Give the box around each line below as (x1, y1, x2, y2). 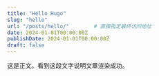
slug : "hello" (7, 16, 48, 23)
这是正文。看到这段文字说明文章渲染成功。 (7, 62, 129, 69)
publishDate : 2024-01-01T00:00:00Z (7, 36, 110, 42)
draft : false (7, 42, 45, 49)
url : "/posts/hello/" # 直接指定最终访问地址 (7, 23, 152, 29)
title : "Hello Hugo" (7, 10, 67, 17)
